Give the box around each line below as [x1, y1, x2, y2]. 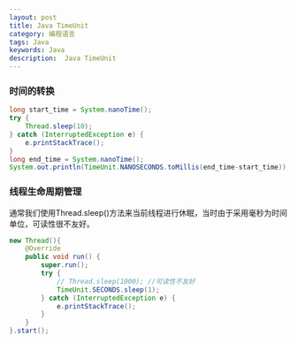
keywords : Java [9, 46, 65, 55]
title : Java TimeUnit [9, 21, 89, 30]
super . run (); [41, 261, 89, 270]
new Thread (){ [9, 236, 62, 245]
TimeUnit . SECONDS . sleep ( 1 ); [56, 285, 161, 294]
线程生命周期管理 [9, 186, 82, 198]
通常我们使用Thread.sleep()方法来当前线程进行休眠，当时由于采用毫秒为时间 [9, 207, 288, 217]
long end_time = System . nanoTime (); [9, 155, 144, 164]
